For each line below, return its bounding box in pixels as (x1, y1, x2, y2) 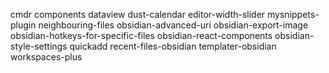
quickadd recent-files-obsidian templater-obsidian (69, 40, 277, 52)
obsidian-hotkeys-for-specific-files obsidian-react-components (10, 30, 273, 41)
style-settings (10, 40, 68, 52)
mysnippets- (267, 9, 320, 20)
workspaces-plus (10, 51, 83, 63)
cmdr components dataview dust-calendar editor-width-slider (10, 9, 266, 20)
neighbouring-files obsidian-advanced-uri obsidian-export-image (38, 19, 309, 31)
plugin (10, 19, 37, 31)
